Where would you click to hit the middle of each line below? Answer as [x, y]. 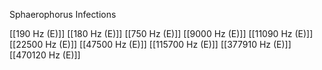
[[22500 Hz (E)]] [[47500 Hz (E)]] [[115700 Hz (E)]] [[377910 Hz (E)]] [150, 44]
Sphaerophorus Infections [63, 14]
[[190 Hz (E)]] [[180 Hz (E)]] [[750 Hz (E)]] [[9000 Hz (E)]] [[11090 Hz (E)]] [161, 33]
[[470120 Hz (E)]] [45, 55]
